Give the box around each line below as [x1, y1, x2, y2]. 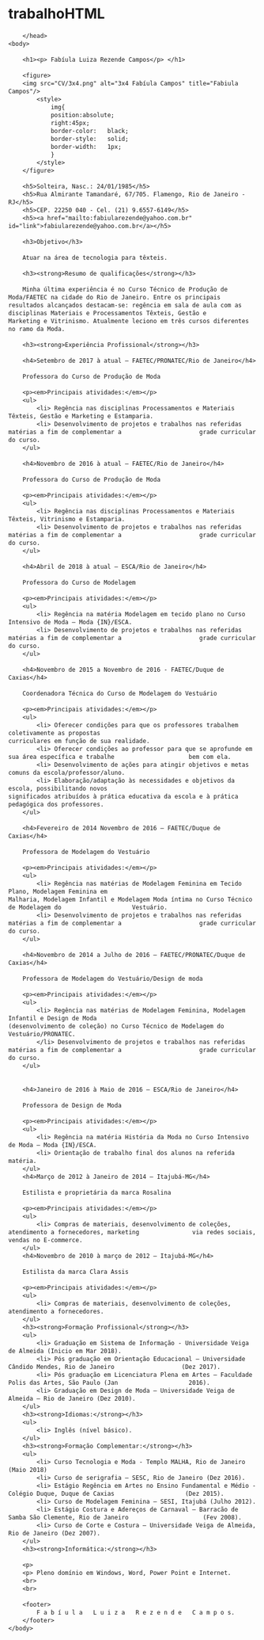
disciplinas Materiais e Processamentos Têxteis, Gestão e [8, 309, 207, 317]
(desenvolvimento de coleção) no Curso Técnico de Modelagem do [8, 1022, 224, 1030]
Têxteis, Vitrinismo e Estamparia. [8, 515, 126, 523]
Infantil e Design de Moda [8, 1014, 97, 1022]
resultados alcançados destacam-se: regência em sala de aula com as [8, 301, 243, 309]
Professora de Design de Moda [22, 1101, 123, 1109]
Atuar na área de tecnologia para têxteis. [22, 254, 168, 261]
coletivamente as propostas [8, 729, 101, 737]
